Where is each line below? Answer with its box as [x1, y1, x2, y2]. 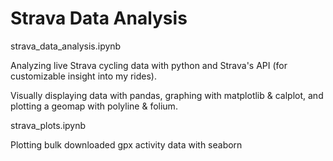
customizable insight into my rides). [10, 70, 158, 82]
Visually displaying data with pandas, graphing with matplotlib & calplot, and [10, 89, 324, 101]
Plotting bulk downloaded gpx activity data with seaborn [10, 138, 243, 151]
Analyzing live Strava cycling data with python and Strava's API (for [10, 59, 288, 71]
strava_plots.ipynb [10, 119, 87, 131]
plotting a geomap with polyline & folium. [10, 100, 178, 112]
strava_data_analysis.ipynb [10, 40, 122, 52]
